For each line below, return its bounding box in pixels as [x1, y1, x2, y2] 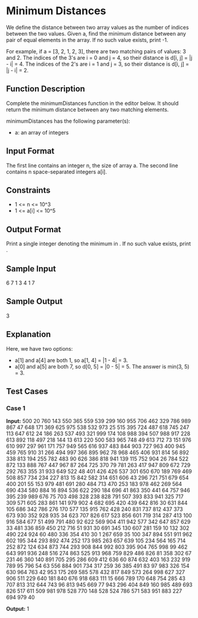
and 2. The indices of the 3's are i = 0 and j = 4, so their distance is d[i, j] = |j [6, 54, 193, 61]
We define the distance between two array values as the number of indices [6, 24, 189, 31]
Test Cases [6, 386, 48, 396]
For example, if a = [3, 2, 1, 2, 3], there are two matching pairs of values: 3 [6, 47, 186, 55]
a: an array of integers [14, 129, 69, 136]
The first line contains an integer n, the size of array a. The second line [6, 162, 178, 169]
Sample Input [6, 264, 56, 274]
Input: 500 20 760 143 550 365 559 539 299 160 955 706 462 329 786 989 [6, 418, 191, 425]
